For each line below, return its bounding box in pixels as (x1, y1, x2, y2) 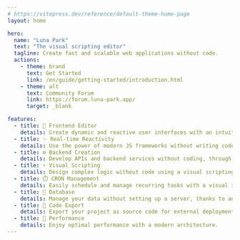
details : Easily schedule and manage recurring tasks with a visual (20, 182, 229, 189)
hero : (7, 30, 24, 37)
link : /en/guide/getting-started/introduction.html (26, 76, 184, 83)
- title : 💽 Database (14, 188, 75, 196)
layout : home (7, 17, 46, 24)
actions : (14, 56, 40, 64)
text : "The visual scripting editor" (14, 43, 126, 51)
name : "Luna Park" (14, 36, 69, 43)
